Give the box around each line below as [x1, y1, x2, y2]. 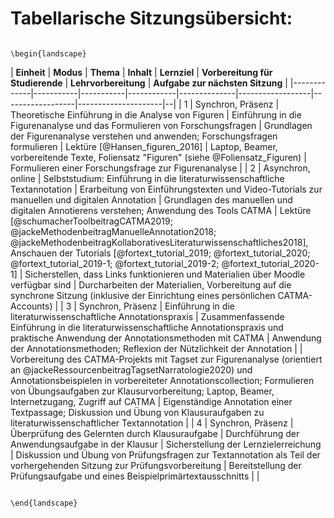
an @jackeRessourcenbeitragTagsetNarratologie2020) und [10, 363, 253, 376]
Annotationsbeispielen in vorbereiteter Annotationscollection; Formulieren [10, 374, 315, 386]
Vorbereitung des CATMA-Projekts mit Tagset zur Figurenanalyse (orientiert [10, 353, 323, 365]
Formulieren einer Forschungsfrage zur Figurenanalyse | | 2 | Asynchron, [10, 162, 311, 174]
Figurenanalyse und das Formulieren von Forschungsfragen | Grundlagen [10, 119, 313, 131]
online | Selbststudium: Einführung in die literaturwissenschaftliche [10, 172, 285, 184]
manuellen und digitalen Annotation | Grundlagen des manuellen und [10, 193, 293, 206]
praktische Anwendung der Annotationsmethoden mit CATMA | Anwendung [10, 332, 322, 344]
